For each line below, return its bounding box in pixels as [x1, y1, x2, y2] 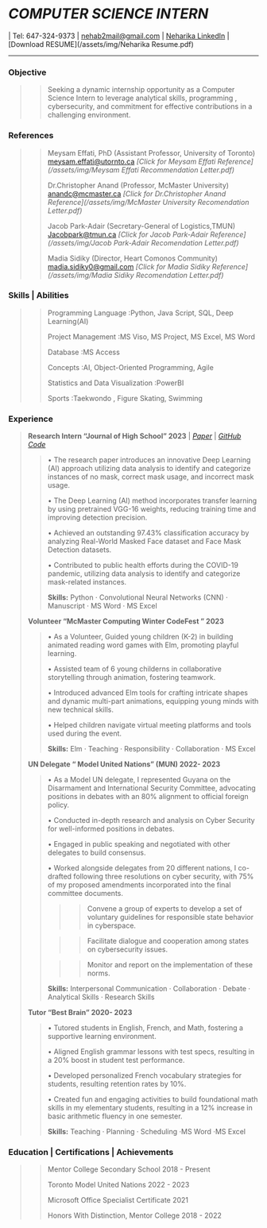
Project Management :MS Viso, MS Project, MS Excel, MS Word [47, 331, 256, 342]
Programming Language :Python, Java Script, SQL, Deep [47, 307, 234, 318]
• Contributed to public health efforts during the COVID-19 [47, 561, 238, 570]
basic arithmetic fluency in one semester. [47, 1111, 183, 1121]
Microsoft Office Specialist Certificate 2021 [47, 1195, 189, 1205]
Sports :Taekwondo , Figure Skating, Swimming [47, 393, 203, 403]
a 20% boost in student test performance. [47, 1056, 185, 1065]
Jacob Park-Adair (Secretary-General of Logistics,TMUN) [47, 221, 236, 230]
